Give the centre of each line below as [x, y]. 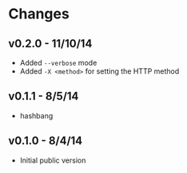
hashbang [36, 115]
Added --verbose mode [58, 62]
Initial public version [53, 160]
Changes [39, 14]
